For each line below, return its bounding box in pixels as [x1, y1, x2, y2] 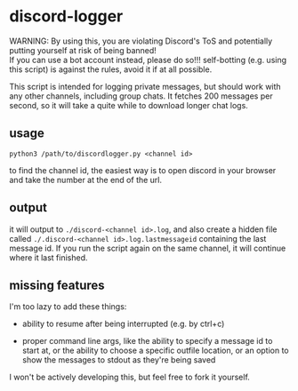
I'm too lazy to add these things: [9, 301, 127, 312]
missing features [9, 277, 105, 292]
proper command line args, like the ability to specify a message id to [21, 336, 273, 347]
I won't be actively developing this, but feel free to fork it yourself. [9, 371, 251, 383]
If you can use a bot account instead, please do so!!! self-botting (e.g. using [9, 54, 287, 65]
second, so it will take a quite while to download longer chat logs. [9, 100, 249, 110]
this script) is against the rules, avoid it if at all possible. [9, 64, 213, 75]
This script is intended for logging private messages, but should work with [9, 81, 282, 92]
